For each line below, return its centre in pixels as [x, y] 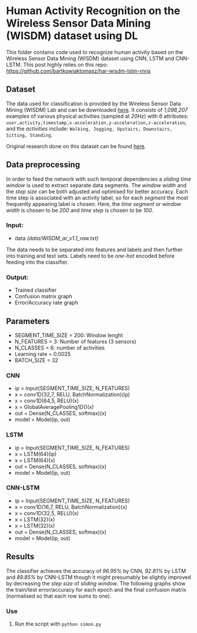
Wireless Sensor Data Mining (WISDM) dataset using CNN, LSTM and [90, 58]
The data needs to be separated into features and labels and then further [94, 249]
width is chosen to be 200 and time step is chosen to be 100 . [80, 210]
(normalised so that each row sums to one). [59, 596]
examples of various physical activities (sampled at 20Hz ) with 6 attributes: [97, 116]
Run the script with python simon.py [58, 624]
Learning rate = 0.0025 [43, 354]
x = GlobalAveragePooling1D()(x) [54, 407]
